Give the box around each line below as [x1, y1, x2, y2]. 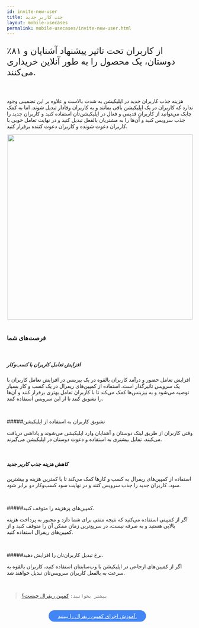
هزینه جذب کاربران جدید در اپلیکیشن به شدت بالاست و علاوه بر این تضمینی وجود [7, 98, 184, 105]
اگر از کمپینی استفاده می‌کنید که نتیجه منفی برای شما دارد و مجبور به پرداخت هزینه [7, 516, 188, 523]
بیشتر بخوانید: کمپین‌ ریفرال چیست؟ [21, 592, 108, 600]
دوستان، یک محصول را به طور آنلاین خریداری [7, 56, 175, 67]
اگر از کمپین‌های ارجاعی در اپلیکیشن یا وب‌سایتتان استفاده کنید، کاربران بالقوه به [7, 563, 182, 570]
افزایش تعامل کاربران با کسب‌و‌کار [7, 361, 81, 368]
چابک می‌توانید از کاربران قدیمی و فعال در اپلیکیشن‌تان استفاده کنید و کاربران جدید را [7, 110, 192, 117]
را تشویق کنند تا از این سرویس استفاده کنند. [7, 395, 104, 402]
